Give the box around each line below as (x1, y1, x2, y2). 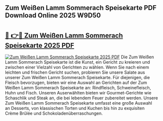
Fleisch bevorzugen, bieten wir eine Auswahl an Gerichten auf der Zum (5, 80, 147, 85)
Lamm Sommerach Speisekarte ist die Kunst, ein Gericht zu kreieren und (5, 59, 150, 65)
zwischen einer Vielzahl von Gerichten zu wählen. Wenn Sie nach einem (5, 65, 149, 70)
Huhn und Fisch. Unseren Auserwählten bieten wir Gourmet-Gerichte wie (5, 90, 152, 95)
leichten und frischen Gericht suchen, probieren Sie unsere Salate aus (5, 69, 146, 75)
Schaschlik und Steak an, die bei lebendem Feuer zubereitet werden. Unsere (5, 95, 158, 101)
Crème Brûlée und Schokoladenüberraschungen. (5, 110, 103, 116)
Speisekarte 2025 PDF (5, 41, 74, 50)
